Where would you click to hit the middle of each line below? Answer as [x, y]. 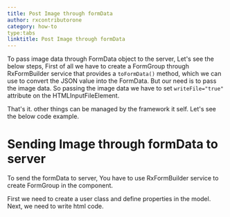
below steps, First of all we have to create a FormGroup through [98, 66]
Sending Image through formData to [113, 144]
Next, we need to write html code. [55, 206]
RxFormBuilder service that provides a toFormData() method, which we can [114, 74]
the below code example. [43, 116]
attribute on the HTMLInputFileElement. [63, 96]
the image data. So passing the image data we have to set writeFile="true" [115, 88]
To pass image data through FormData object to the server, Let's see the [111, 59]
